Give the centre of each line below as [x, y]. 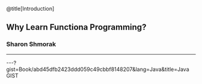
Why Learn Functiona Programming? [76, 27]
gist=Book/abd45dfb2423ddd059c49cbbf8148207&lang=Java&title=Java [98, 69]
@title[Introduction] [30, 9]
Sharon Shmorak [31, 44]
